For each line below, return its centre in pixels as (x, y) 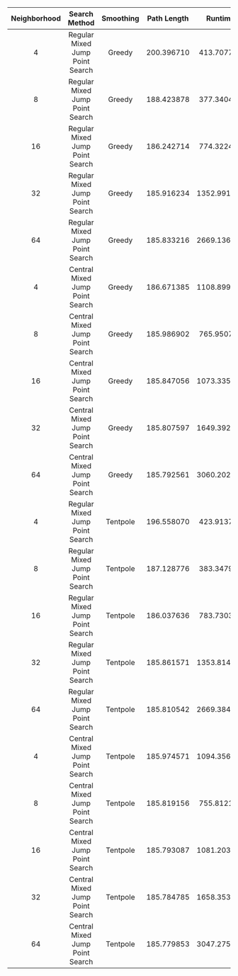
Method (81, 23)
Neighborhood (36, 18)
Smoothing (120, 18)
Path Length (168, 18)
